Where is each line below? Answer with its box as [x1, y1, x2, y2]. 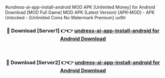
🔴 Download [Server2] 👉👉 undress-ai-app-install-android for [6, 59, 160, 66]
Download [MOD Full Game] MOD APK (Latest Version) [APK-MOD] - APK [5, 9, 155, 15]
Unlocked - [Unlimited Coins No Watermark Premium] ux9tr [5, 15, 126, 20]
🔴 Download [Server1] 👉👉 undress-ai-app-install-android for [6, 27, 160, 34]
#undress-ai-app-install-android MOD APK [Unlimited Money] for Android [5, 4, 156, 10]
